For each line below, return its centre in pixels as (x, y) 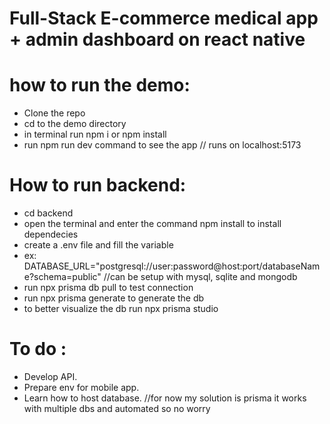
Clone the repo (54, 113)
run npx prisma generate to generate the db (114, 298)
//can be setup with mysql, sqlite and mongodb (200, 277)
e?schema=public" (62, 277)
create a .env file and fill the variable (98, 245)
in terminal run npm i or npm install (95, 134)
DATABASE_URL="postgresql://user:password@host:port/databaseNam (172, 266)
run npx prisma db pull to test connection (108, 288)
